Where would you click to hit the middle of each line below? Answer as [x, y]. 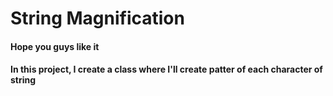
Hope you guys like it [55, 46]
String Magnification [97, 18]
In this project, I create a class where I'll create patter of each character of [166, 69]
